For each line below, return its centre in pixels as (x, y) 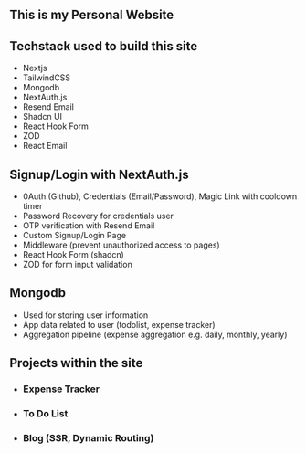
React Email (45, 146)
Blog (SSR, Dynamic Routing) (88, 437)
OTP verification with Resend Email (89, 226)
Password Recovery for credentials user (98, 216)
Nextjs (35, 68)
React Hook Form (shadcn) (74, 255)
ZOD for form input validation (77, 265)
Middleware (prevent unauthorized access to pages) (121, 245)
